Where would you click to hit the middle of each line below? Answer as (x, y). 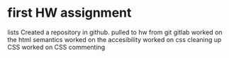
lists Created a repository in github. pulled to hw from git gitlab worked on (115, 32)
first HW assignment (69, 13)
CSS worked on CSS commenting (56, 47)
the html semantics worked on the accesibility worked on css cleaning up (114, 39)
